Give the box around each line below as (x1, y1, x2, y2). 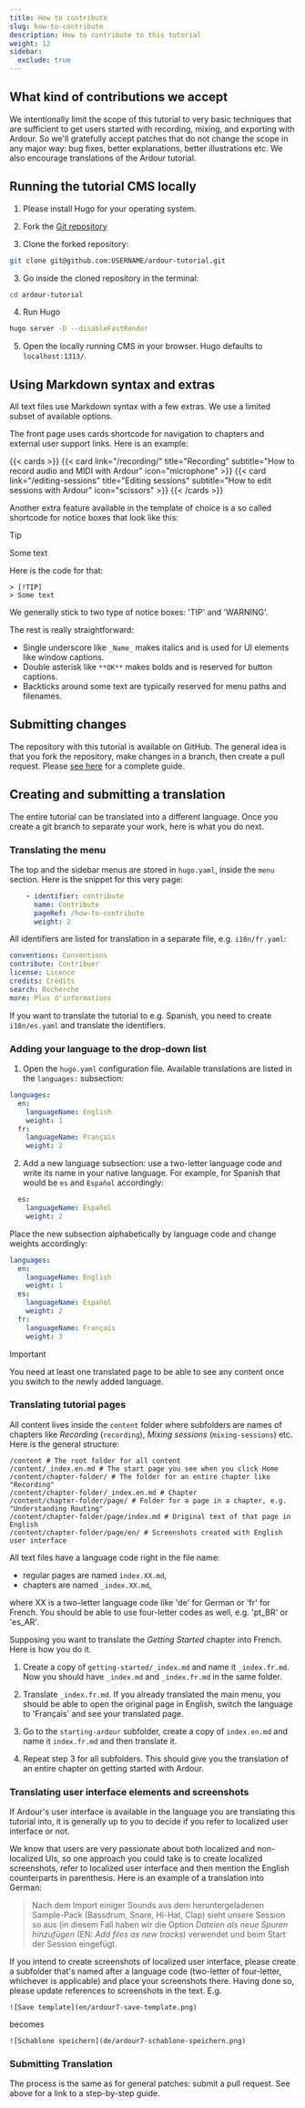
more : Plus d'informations (9, 993, 112, 1003)
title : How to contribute (9, 13, 107, 23)
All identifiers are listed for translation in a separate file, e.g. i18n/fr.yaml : (9, 934, 287, 945)
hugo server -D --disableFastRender (9, 325, 148, 334)
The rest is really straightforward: (9, 625, 135, 635)
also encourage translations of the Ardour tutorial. (9, 152, 197, 163)
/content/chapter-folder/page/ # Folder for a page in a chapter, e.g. (9, 1496, 287, 1505)
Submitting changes (9, 717, 127, 732)
